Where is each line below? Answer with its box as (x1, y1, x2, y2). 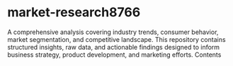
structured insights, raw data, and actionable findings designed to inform (7, 43, 220, 51)
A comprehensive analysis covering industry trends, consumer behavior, (7, 28, 219, 36)
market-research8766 (7, 4, 141, 21)
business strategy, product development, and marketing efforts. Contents (7, 50, 222, 59)
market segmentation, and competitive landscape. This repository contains (7, 35, 226, 43)
